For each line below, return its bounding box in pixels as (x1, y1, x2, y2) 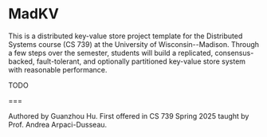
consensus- (214, 48, 254, 57)
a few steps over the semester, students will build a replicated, (8, 48, 214, 57)
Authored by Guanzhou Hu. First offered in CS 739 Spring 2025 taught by (8, 111, 249, 120)
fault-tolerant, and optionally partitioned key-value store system (36, 57, 245, 66)
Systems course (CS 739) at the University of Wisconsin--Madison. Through (8, 39, 260, 49)
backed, (8, 57, 35, 66)
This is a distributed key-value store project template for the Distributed (8, 31, 243, 41)
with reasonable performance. (8, 65, 108, 74)
